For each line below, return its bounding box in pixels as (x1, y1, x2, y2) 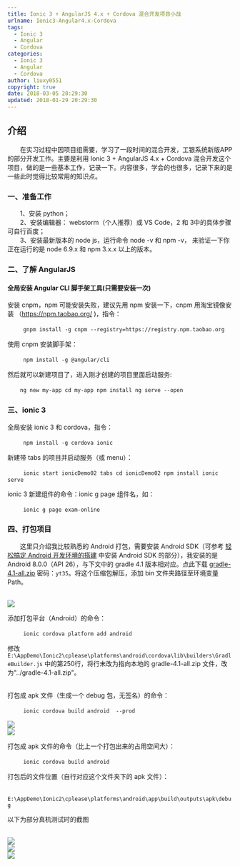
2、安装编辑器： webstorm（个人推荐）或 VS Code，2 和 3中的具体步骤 (19, 218, 232, 227)
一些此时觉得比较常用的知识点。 (7, 172, 101, 181)
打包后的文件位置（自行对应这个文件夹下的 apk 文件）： (7, 772, 169, 780)
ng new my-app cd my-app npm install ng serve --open (20, 387, 184, 394)
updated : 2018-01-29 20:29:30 (7, 97, 98, 104)
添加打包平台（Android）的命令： (7, 613, 106, 622)
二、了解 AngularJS (7, 265, 76, 275)
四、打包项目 (7, 524, 52, 534)
